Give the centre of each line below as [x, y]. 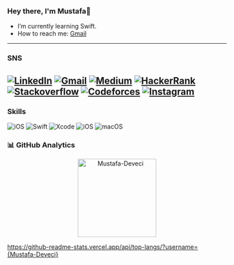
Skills [17, 111]
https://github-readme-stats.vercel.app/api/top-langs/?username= [103, 247]
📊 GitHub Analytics [41, 145]
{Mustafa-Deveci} [33, 255]
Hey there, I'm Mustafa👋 [49, 11]
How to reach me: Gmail [52, 33]
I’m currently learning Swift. [57, 26]
